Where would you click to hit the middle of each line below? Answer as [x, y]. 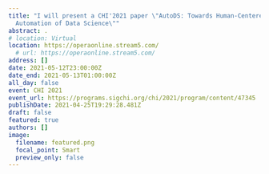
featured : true [34, 120]
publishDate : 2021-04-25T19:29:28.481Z [75, 105]
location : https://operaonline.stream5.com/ [84, 46]
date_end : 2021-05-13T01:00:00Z [62, 75]
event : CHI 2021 [35, 90]
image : [19, 135]
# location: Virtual [43, 38]
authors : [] [28, 127]
